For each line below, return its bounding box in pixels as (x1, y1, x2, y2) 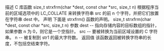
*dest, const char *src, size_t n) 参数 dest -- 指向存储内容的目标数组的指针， (5, 22, 160, 28)
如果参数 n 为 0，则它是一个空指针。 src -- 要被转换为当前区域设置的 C (5, 29, 148, 34)
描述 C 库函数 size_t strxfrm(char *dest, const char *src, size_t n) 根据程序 (5, 4, 155, 10)
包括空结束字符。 (18, 41, 52, 46)
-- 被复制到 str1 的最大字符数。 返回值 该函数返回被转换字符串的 (19, 34, 147, 40)
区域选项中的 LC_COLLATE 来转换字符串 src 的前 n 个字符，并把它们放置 (13, 10, 159, 16)
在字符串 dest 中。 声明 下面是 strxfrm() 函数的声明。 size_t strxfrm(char (5, 17, 151, 22)
